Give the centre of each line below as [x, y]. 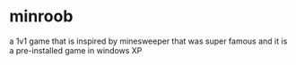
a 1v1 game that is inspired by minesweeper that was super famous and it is [148, 41]
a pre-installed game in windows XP [76, 50]
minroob [41, 16]
